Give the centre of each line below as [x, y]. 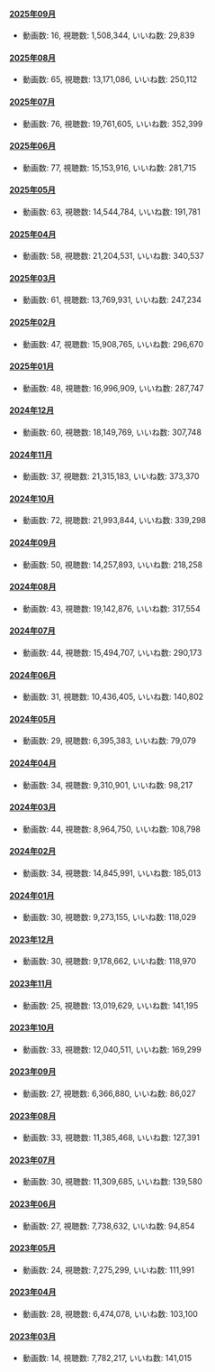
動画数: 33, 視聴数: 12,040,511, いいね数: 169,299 [112, 1049]
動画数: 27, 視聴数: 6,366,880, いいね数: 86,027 [109, 1094]
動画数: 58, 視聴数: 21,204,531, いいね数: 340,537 [113, 256]
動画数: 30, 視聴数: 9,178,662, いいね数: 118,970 [109, 962]
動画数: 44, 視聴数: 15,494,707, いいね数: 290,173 [112, 653]
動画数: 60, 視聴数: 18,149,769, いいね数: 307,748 [112, 432]
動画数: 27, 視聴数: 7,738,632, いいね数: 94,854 [108, 1226]
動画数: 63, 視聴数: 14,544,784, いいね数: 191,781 [111, 212]
